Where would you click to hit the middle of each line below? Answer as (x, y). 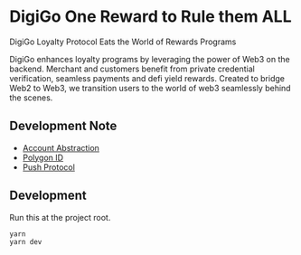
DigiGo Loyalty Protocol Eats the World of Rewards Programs (123, 42)
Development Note (63, 126)
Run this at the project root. (60, 217)
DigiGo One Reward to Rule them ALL (150, 17)
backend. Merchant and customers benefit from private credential (132, 69)
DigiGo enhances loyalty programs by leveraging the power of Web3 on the (150, 59)
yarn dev (26, 241)
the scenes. (31, 98)
